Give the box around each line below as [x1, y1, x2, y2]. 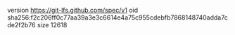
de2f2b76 [7, 21, 36, 29]
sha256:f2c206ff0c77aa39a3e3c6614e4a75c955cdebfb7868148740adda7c [7, 13, 229, 22]
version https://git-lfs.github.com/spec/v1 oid [7, 6, 139, 14]
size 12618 [37, 21, 68, 29]
